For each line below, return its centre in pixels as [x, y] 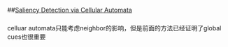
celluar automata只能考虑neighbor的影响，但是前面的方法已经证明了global [114, 28]
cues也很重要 [27, 37]
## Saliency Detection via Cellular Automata [70, 10]
